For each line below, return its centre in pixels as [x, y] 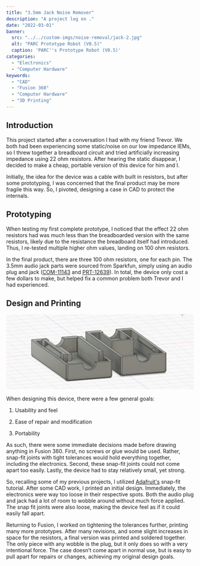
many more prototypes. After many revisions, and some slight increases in [97, 531]
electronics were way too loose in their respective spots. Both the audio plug [100, 495]
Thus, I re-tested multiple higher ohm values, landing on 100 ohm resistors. [98, 248]
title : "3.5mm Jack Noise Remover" [50, 13]
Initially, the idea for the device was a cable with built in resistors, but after [97, 176]
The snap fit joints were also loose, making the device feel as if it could [93, 507]
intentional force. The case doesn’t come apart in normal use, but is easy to [99, 551]
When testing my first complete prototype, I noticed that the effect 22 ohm [97, 229]
